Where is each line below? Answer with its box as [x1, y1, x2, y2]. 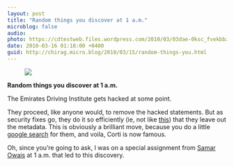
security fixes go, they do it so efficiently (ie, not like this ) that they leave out [7, 115, 226, 124]
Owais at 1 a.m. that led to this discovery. [7, 151, 125, 159]
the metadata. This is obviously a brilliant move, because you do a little [7, 122, 210, 131]
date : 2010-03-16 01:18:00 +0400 [7, 42, 104, 49]
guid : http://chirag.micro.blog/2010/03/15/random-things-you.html [7, 49, 208, 56]
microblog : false [7, 23, 58, 30]
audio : [7, 29, 26, 37]
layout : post [7, 10, 45, 17]
